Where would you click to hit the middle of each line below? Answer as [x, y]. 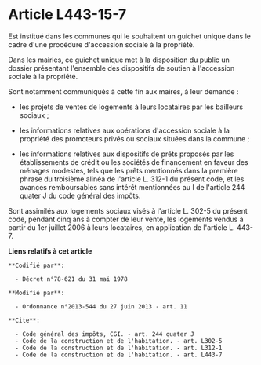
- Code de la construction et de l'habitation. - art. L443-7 [119, 355]
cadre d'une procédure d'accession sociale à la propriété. [101, 44]
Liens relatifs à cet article [50, 251]
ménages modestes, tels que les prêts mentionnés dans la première [129, 170]
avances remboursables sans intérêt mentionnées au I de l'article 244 [132, 187]
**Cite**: [24, 320]
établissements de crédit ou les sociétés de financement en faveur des [134, 162]
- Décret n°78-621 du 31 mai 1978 [71, 279]
